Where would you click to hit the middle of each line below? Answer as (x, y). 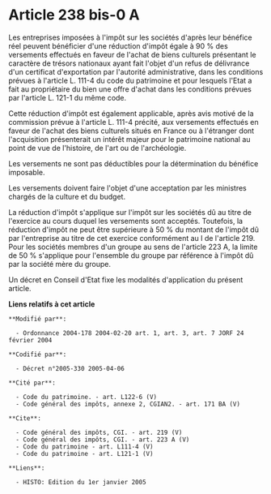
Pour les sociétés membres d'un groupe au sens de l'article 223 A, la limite (133, 247)
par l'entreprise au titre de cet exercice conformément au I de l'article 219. (132, 238)
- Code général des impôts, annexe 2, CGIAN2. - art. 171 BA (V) (128, 404)
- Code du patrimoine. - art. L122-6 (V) (87, 397)
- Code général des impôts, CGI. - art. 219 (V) (99, 432)
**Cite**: (25, 418)
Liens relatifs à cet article (52, 304)
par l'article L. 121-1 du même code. (68, 97)
